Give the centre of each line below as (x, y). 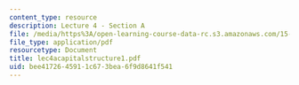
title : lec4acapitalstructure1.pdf (75, 58)
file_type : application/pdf (61, 42)
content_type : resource (53, 17)
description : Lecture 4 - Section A (77, 26)
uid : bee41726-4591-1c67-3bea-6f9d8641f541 (91, 67)
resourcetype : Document (53, 50)
